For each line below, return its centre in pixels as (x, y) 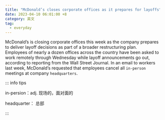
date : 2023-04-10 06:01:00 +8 (36, 14)
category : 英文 (20, 19)
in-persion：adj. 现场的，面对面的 (39, 93)
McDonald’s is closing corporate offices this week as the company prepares (82, 42)
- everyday (21, 28)
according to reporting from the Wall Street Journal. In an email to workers (80, 63)
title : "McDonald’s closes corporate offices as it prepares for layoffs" (83, 10)
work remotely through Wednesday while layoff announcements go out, (78, 58)
